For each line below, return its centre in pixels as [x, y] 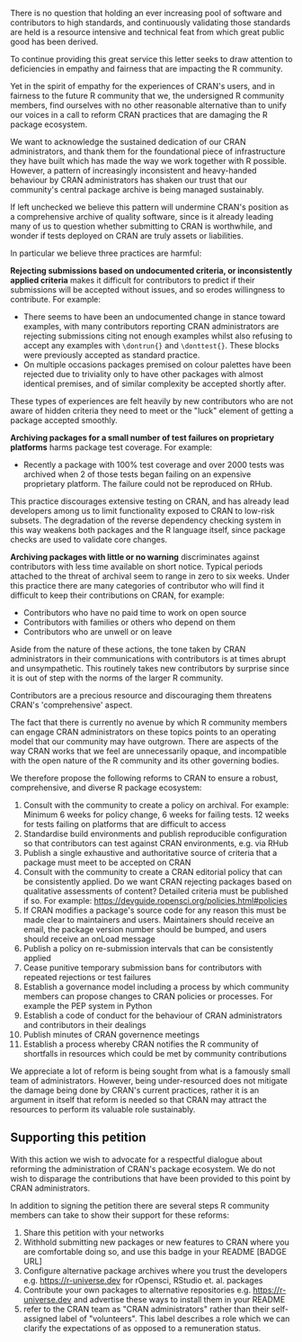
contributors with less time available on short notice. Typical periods [137, 567]
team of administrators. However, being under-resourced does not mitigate [149, 1081]
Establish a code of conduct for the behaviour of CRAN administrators [152, 1015]
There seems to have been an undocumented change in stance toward [154, 317]
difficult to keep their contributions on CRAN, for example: [118, 595]
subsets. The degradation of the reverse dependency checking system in [146, 520]
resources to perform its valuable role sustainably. [103, 1109]
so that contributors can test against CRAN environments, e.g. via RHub [155, 843]
